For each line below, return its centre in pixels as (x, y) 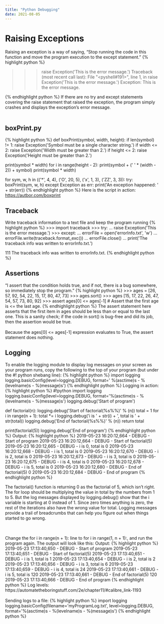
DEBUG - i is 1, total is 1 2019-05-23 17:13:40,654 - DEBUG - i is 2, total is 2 (80, 559)
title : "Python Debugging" (32, 10)
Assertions (22, 273)
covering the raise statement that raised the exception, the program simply (80, 102)
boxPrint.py (23, 128)
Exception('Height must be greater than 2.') (49, 155)
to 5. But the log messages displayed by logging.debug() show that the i (77, 497)
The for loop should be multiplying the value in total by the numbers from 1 (80, 492)
